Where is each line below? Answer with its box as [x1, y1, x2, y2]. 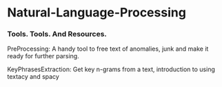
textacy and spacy [7, 73, 60, 81]
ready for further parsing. [7, 52, 79, 60]
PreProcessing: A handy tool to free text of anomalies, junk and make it [7, 45, 209, 53]
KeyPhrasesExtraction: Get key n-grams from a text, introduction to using [7, 65, 215, 73]
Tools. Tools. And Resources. [7, 29, 107, 39]
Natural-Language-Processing [7, 5, 186, 21]
